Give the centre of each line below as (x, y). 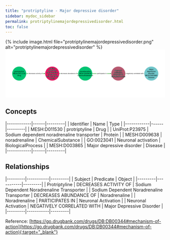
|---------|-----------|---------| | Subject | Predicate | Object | (70, 179)
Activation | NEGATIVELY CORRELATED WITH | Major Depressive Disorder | (84, 206)
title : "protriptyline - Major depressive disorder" (62, 11)
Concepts (21, 112)
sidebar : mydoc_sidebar (30, 16)
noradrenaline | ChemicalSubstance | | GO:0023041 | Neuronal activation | (83, 140)
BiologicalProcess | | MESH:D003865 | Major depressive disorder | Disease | (85, 145)
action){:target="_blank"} (32, 232)
